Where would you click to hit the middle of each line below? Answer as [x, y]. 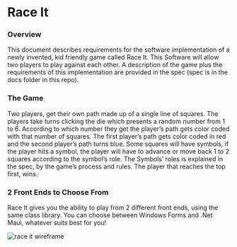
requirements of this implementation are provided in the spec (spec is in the [118, 72]
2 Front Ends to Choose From [58, 192]
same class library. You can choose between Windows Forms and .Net [110, 215]
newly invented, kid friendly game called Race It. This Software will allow [113, 57]
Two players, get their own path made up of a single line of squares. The [113, 113]
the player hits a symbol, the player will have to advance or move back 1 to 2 [118, 151]
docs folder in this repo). [43, 80]
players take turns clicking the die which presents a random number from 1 [116, 121]
